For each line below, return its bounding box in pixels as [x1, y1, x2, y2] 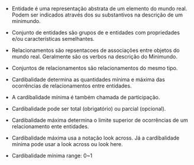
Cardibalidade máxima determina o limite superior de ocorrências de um [11, 117, 188, 124]
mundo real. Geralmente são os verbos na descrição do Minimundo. [11, 53, 178, 60]
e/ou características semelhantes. [11, 35, 95, 42]
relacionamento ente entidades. [11, 123, 89, 130]
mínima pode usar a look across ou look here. [11, 141, 123, 147]
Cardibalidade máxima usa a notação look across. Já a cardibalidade [11, 134, 180, 141]
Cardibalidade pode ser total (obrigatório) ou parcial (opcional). [11, 105, 166, 112]
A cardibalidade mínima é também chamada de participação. [11, 94, 160, 101]
